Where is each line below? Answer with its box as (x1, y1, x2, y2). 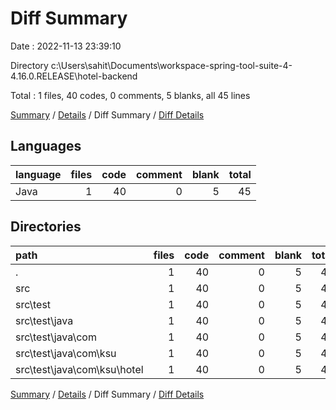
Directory (10, 59, 49, 71)
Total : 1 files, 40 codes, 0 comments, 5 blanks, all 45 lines (10, 89, 251, 101)
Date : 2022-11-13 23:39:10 (10, 40, 122, 52)
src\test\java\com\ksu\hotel (15, 362, 144, 376)
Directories (10, 218, 82, 236)
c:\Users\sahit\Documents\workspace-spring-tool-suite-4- (50, 59, 293, 71)
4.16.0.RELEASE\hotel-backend (10, 70, 138, 82)
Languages (10, 138, 82, 155)
